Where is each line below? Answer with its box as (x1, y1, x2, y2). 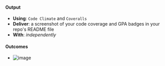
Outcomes (5, 43, 28, 50)
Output (5, 4, 21, 10)
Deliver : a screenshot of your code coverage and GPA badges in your (12, 21, 160, 27)
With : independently (12, 32, 56, 38)
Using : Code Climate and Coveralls (12, 15, 87, 21)
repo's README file (12, 26, 54, 33)
